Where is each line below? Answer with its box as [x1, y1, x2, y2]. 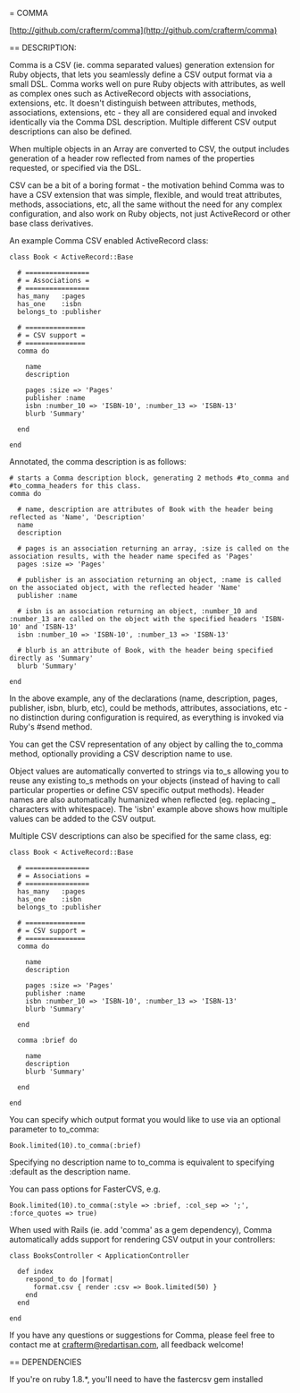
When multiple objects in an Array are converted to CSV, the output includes [9, 143, 290, 154]
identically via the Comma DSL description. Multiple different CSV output [9, 116, 277, 127]
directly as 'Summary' [9, 654, 94, 662]
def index [17, 1267, 54, 1276]
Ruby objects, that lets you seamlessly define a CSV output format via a [9, 69, 273, 80]
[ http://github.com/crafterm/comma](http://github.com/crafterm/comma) [9, 25, 278, 35]
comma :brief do [17, 1036, 78, 1045]
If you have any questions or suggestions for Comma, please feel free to [9, 1329, 275, 1340]
